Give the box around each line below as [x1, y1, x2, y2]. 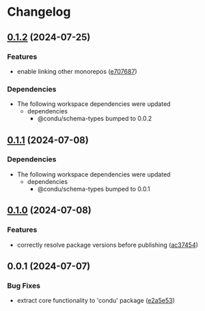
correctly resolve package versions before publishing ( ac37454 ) [16, 241, 198, 249]
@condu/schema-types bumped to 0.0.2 [37, 114, 152, 123]
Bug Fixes [7, 281, 41, 290]
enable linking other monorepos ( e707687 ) [16, 67, 137, 75]
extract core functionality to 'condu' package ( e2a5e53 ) [16, 297, 176, 305]
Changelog [7, 4, 71, 20]
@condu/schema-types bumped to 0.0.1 [37, 185, 150, 193]
